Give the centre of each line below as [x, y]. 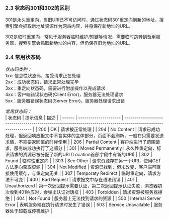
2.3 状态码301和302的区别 [37, 8]
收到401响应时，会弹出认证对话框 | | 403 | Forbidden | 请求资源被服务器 [84, 192]
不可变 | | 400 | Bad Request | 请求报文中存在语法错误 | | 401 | [73, 179]
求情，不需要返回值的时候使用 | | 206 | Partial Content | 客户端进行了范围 [80, 142]
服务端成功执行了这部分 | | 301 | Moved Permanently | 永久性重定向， [85, 148]
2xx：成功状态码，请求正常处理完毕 [42, 82]
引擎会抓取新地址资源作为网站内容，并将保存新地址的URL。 [71, 26]
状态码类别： [18, 69]
